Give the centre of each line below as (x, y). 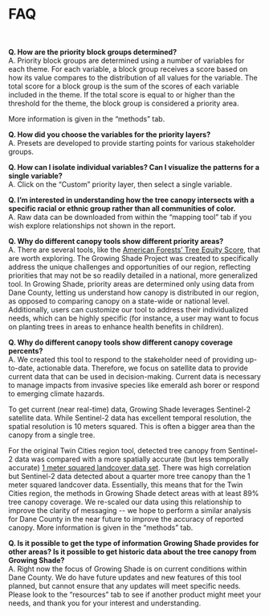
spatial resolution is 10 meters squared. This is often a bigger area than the (132, 426)
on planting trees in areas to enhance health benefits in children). (116, 326)
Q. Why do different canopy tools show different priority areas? (116, 241)
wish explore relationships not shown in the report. (92, 225)
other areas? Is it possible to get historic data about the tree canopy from (132, 552)
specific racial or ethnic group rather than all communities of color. (122, 208)
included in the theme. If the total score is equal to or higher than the (122, 94)
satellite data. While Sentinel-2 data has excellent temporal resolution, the (130, 418)
